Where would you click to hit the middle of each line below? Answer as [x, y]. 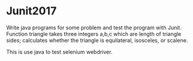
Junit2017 [31, 11]
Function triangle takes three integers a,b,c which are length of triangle [94, 33]
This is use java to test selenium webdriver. [59, 51]
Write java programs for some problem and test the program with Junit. [94, 28]
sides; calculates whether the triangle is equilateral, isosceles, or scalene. [97, 40]
